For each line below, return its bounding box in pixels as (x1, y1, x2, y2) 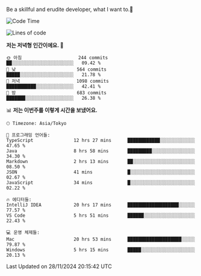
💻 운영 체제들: (6, 229, 40, 236)
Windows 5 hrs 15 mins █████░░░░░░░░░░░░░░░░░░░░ (6, 247, 196, 253)
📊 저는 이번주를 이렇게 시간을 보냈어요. (6, 106, 98, 114)
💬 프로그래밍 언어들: (6, 132, 51, 138)
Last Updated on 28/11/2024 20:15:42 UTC (6, 263, 113, 270)
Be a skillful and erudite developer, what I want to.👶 (6, 6, 134, 13)
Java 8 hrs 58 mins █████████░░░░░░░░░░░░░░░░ (6, 148, 196, 154)
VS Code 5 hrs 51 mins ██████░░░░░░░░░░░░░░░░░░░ (6, 213, 196, 219)
